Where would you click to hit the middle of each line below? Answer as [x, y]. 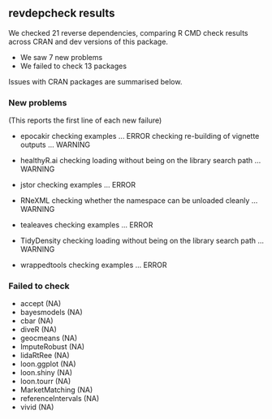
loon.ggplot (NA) [48, 364]
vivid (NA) [37, 407]
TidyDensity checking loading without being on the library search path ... [142, 241]
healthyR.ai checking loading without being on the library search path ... [140, 161]
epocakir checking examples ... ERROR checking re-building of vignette [140, 136]
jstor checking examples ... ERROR [78, 185]
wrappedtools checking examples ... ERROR [93, 265]
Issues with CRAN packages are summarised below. [95, 81]
